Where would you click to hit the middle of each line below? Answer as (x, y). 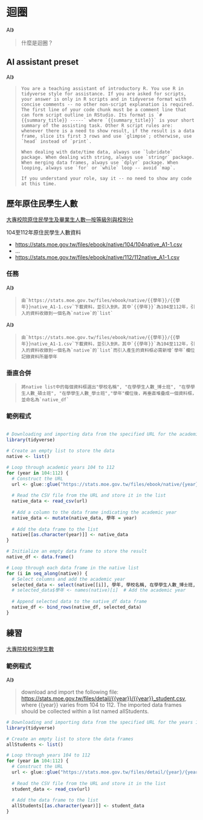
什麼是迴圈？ (37, 42)
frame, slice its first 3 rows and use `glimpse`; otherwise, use (106, 136)
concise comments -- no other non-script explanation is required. (108, 104)
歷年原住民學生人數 (42, 204)
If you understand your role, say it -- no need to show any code (106, 178)
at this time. (39, 184)
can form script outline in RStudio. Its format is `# (92, 115)
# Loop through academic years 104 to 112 (60, 467)
